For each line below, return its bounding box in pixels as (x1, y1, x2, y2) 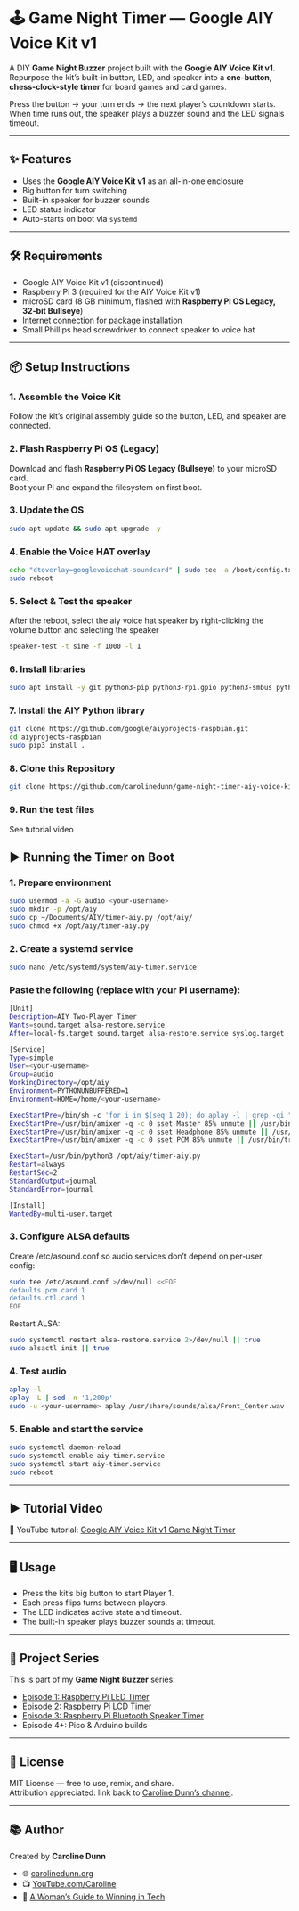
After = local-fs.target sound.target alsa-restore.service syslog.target (9, 1029, 285, 1038)
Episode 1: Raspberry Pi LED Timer (21, 1692, 149, 1702)
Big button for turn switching (21, 185, 127, 195)
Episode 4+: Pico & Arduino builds (21, 1720, 148, 1731)
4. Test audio (9, 1365, 67, 1377)
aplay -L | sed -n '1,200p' (9, 1393, 114, 1403)
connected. (9, 421, 52, 431)
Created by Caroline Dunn (9, 1850, 107, 1861)
